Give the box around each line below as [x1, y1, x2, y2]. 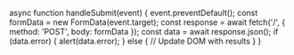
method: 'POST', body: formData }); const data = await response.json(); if [9, 27, 279, 36]
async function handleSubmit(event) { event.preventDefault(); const [9, 8, 258, 18]
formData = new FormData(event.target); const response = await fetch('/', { [9, 17, 286, 27]
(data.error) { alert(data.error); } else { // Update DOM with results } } [9, 35, 262, 46]
